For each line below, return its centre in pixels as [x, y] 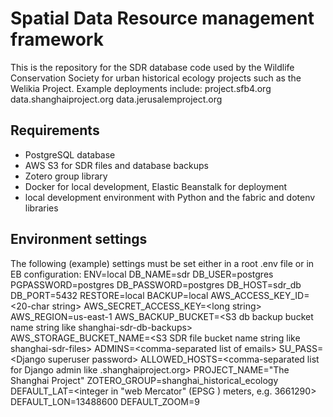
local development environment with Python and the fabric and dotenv [170, 197]
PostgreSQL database [70, 154]
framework [57, 39]
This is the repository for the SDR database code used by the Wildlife [152, 67]
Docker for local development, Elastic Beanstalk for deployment [156, 186]
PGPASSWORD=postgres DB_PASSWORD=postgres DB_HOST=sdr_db [156, 284]
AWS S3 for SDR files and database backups [116, 165]
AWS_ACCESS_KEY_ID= [260, 295]
